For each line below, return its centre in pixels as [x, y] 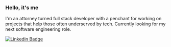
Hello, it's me [22, 8]
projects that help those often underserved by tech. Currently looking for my [86, 24]
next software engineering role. [38, 29]
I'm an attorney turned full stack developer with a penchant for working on [83, 19]
